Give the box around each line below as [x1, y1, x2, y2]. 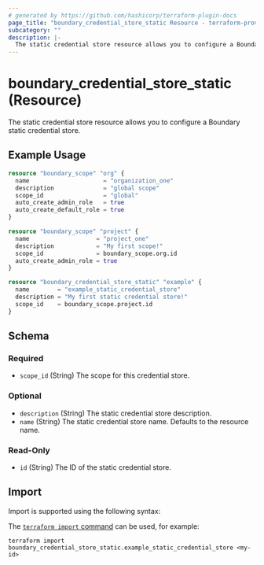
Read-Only [8, 445, 51, 456]
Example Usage [8, 149, 86, 162]
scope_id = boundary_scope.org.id [15, 249, 178, 257]
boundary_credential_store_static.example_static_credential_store [8, 544, 234, 552]
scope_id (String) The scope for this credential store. [19, 371, 190, 380]
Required [8, 353, 44, 364]
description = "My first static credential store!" [15, 293, 189, 301]
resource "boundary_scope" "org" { [8, 169, 125, 177]
